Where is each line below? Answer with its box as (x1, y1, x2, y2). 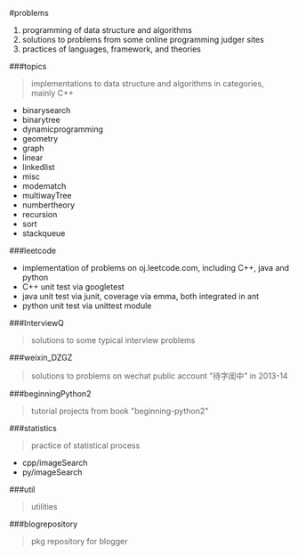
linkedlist (21, 162, 55, 172)
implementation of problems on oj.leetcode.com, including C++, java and (21, 263, 290, 273)
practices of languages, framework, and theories (21, 44, 202, 54)
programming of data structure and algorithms (21, 25, 193, 35)
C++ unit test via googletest (21, 282, 125, 292)
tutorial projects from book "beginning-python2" (30, 405, 209, 416)
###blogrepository (9, 518, 78, 529)
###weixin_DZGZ (9, 352, 73, 363)
